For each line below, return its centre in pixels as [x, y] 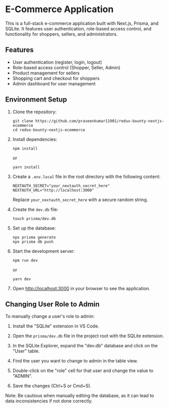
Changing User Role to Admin [52, 304]
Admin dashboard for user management [54, 83]
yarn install [26, 167]
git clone [23, 121]
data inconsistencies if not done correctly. [49, 401]
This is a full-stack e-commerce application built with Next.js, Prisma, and [82, 23]
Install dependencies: [35, 139]
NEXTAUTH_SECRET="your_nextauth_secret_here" [61, 186]
